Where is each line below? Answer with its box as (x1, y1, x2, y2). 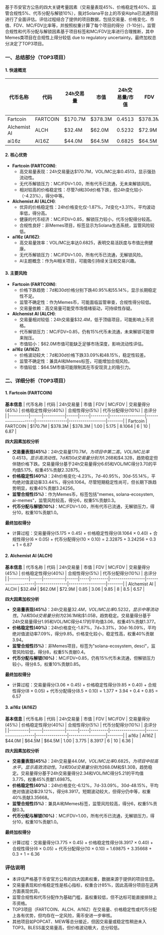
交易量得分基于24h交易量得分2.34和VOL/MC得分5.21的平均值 (20, 770, 144, 776)
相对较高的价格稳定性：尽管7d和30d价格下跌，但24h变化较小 (19, 187, 143, 193)
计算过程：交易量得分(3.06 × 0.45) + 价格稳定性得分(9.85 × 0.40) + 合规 (12, 682, 157, 688)
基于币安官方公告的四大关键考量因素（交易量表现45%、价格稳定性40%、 (5, 4, 152, 10)
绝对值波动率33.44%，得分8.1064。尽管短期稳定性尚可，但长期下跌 (16, 479, 153, 485)
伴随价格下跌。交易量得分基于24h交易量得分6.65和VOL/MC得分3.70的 (12, 461, 153, 467)
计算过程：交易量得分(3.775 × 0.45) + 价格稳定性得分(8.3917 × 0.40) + (12, 840, 153, 846)
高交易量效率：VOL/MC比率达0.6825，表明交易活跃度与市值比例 (19, 240, 149, 246)
